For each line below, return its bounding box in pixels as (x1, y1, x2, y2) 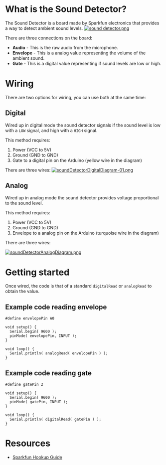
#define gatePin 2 (5, 382, 43, 387)
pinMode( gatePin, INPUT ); (9, 400, 68, 405)
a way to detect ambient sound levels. (5, 25, 83, 31)
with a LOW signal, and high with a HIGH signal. (5, 127, 98, 133)
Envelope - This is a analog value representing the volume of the (12, 50, 146, 56)
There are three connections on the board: (5, 35, 93, 41)
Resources (5, 438, 51, 449)
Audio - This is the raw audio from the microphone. (12, 44, 118, 50)
